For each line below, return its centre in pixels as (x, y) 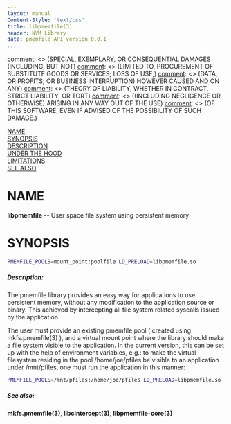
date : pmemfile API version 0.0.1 (57, 39)
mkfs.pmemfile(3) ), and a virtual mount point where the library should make (116, 337)
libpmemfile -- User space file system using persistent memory (98, 215)
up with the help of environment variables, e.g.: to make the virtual (102, 352)
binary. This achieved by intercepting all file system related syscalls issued (113, 310)
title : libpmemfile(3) (40, 26)
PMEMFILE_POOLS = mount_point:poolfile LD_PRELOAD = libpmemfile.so (102, 262)
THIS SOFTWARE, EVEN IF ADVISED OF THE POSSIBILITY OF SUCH (104, 111)
